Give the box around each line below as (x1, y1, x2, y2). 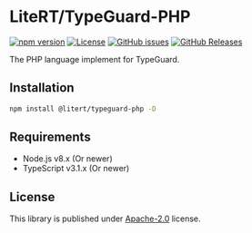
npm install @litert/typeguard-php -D (9, 104, 156, 113)
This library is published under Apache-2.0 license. (9, 213, 202, 224)
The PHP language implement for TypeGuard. (9, 53, 180, 64)
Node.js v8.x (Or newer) (22, 153, 113, 164)
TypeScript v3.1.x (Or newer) (22, 163, 130, 174)
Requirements (9, 130, 91, 145)
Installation (9, 80, 75, 96)
